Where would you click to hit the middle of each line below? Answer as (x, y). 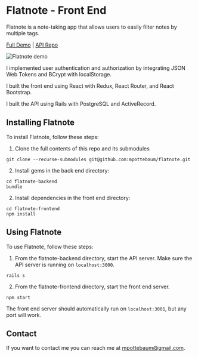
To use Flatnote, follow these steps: (50, 247)
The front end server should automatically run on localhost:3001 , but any (96, 309)
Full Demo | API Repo (32, 45)
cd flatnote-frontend (33, 209)
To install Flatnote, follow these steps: (52, 137)
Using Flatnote (34, 233)
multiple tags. (23, 33)
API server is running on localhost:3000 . (64, 264)
